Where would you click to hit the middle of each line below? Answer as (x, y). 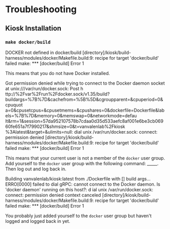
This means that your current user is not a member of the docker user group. (85, 158)
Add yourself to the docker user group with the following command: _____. (82, 163)
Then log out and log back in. (36, 169)
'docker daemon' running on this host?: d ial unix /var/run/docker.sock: (79, 189)
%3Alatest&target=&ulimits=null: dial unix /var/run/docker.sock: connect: (81, 132)
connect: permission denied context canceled (53, 195)
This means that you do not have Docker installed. (58, 73)
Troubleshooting (41, 9)
